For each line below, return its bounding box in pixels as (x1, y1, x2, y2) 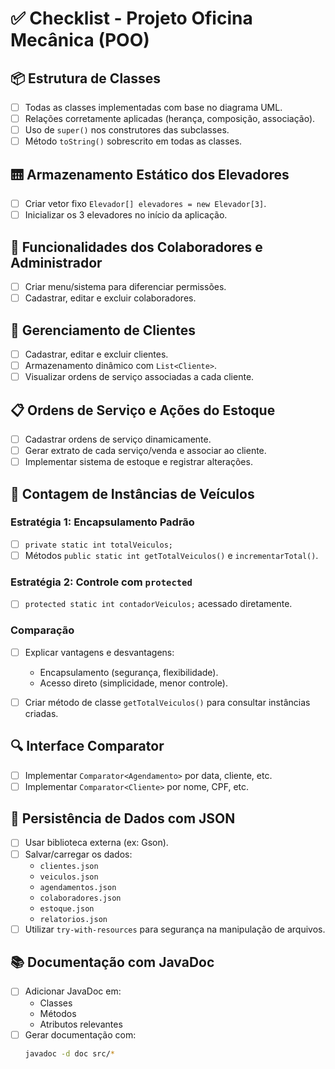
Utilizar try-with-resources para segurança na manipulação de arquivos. (24, 923, 326, 935)
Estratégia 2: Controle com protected (10, 575, 193, 589)
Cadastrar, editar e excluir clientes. (24, 348, 169, 360)
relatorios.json (39, 914, 108, 924)
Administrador (10, 254, 103, 271)
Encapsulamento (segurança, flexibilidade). (39, 666, 219, 678)
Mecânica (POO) (10, 29, 150, 52)
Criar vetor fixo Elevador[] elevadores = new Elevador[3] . (24, 198, 267, 210)
